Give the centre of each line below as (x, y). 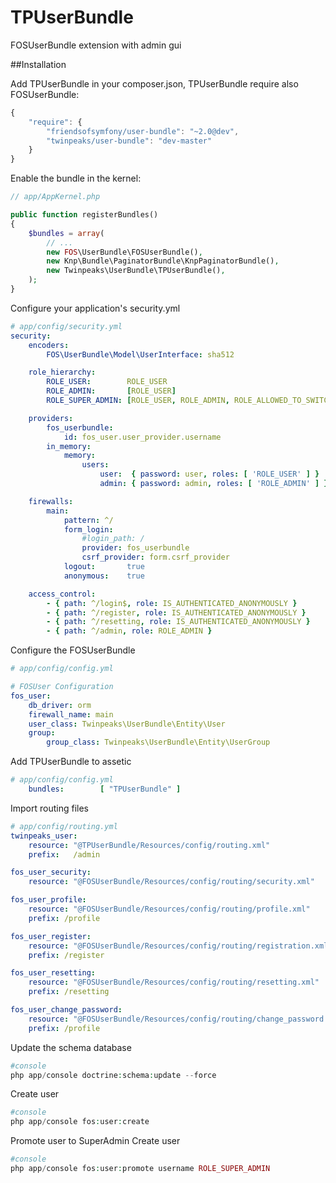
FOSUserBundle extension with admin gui (96, 45)
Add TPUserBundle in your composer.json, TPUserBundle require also (154, 83)
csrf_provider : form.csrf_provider (155, 557)
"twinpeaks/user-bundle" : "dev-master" (129, 141)
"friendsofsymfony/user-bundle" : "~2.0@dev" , (143, 131)
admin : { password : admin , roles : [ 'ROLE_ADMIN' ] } (214, 484)
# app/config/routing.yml (64, 826)
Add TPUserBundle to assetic (71, 762)
